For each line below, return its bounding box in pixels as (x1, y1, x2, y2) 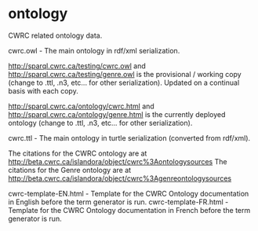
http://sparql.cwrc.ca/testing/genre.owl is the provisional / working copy (8, 69, 242, 79)
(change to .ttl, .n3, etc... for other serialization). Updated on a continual (8, 78, 240, 87)
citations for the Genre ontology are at (8, 165, 132, 174)
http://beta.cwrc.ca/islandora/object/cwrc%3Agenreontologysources (8, 174, 232, 183)
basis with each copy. (8, 86, 78, 95)
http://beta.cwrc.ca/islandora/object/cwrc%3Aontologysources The (8, 156, 227, 166)
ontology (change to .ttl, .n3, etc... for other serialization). (8, 118, 193, 127)
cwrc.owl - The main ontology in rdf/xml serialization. (8, 46, 180, 55)
